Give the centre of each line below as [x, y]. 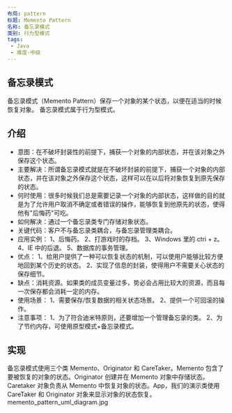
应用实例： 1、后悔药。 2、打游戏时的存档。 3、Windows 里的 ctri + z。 [120, 239]
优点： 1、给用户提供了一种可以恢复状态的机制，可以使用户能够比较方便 [120, 256]
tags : [15, 40]
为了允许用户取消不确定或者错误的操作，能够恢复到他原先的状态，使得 [124, 204]
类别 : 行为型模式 [29, 33]
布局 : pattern [27, 14]
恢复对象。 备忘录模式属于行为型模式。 [63, 110]
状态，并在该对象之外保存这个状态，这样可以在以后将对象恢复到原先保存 [121, 178]
